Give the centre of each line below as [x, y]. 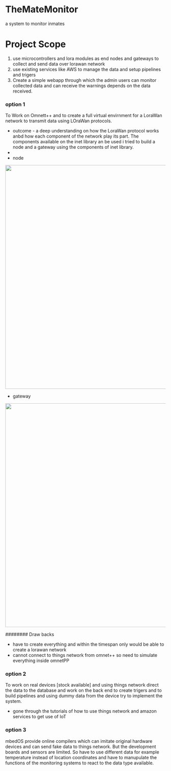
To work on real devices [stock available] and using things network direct [82, 685]
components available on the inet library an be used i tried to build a [84, 142]
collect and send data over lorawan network [59, 64]
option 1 [15, 104]
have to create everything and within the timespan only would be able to [88, 644]
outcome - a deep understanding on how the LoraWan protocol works [86, 131]
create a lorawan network [39, 650]
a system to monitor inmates [35, 24]
